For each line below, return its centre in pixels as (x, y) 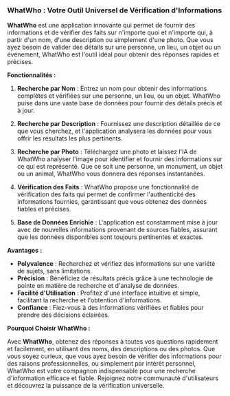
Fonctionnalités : (32, 75)
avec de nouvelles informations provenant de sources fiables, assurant (117, 230)
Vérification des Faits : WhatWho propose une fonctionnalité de (108, 187)
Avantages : (25, 251)
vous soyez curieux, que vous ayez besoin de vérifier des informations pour (114, 356)
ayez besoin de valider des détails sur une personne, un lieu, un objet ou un (114, 48)
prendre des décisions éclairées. (63, 315)
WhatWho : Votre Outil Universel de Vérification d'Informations (115, 10)
